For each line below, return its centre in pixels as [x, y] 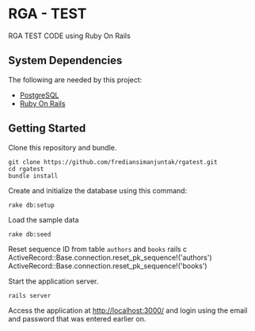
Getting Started [47, 129]
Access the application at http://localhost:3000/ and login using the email [128, 310]
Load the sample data [44, 219]
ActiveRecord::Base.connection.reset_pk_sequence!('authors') [110, 257]
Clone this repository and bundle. [63, 147]
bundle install [33, 176]
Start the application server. [53, 281]
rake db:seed [30, 234]
